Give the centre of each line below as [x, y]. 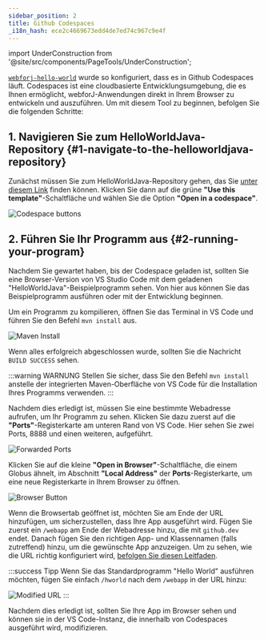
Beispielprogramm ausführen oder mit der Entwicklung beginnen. [116, 296]
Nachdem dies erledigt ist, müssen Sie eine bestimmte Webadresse [120, 408]
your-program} [47, 251]
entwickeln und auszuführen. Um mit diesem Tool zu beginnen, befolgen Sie [134, 103]
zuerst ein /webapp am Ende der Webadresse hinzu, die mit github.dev [124, 530]
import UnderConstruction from [60, 54]
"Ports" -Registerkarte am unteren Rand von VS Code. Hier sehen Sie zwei [131, 425]
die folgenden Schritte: [46, 111]
